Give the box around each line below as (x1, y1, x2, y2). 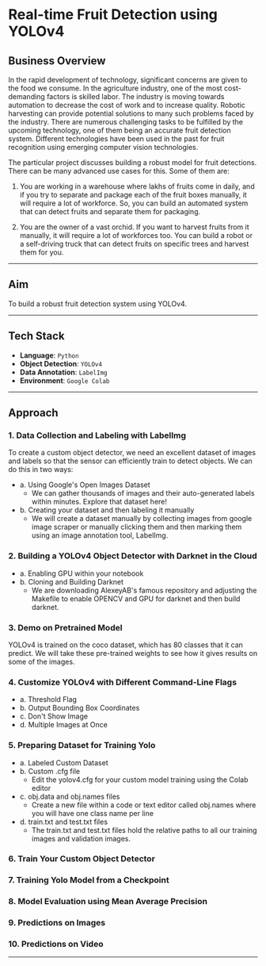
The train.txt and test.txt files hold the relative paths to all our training (31, 825, 257, 834)
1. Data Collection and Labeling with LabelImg (8, 430, 186, 441)
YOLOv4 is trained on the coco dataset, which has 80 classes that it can (8, 640, 244, 650)
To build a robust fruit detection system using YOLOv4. (8, 299, 188, 309)
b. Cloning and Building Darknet (19, 577, 124, 586)
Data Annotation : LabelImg (19, 367, 108, 377)
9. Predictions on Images (8, 918, 105, 929)
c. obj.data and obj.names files (19, 792, 120, 801)
